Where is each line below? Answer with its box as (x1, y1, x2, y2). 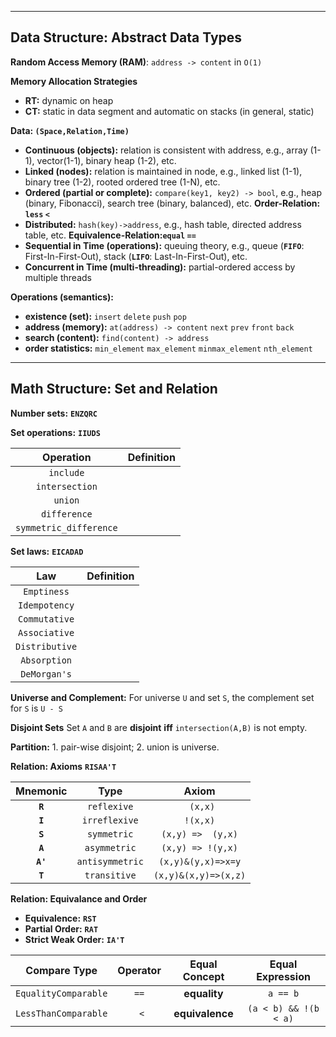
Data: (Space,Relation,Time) (10, 124, 130, 136)
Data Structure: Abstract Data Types (10, 29, 243, 46)
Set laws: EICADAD (10, 545, 84, 557)
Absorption (20, 654, 73, 666)
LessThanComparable (15, 1007, 108, 1019)
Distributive (15, 641, 78, 652)
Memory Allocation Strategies (10, 75, 138, 87)
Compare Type (25, 963, 98, 977)
